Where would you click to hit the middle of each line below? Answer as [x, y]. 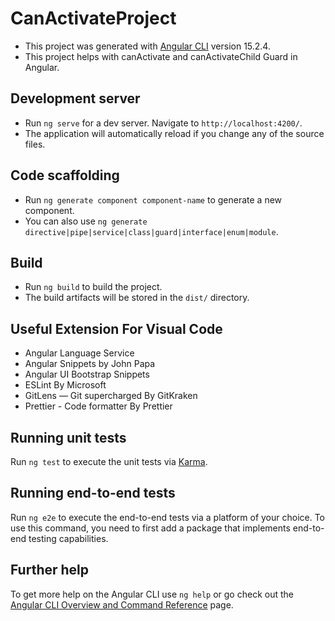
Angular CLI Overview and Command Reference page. [122, 604]
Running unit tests [68, 437]
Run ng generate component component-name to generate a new [153, 199]
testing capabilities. [68, 538]
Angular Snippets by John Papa [90, 364]
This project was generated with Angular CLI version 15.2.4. [147, 46]
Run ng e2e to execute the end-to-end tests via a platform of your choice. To [168, 517]
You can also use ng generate [86, 221]
